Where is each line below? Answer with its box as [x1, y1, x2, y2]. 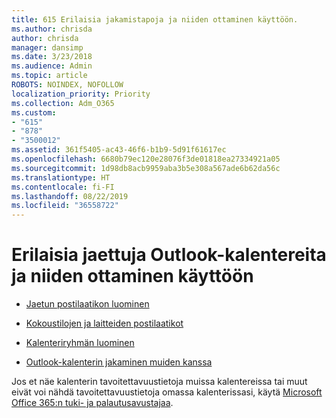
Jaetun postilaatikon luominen [25, 298, 150, 310]
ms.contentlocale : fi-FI [11, 182, 115, 192]
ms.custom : [11, 107, 57, 118]
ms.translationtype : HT [11, 172, 111, 183]
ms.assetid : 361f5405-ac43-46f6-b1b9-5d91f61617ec [11, 145, 227, 155]
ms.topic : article [11, 71, 88, 81]
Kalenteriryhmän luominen [25, 337, 135, 349]
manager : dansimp [11, 42, 84, 53]
